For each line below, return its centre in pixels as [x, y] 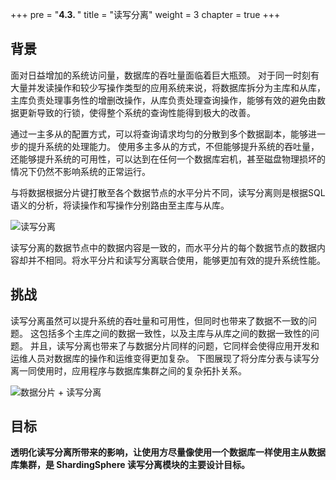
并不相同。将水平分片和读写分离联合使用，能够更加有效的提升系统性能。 [176, 260]
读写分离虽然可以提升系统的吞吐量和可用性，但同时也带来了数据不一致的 [159, 320]
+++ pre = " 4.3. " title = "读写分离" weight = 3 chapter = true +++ [145, 14]
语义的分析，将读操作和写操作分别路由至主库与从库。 [120, 205]
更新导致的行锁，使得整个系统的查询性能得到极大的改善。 [137, 112]
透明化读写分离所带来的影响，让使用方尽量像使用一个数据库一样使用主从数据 [168, 452]
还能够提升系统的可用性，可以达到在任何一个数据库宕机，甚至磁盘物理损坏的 [168, 159]
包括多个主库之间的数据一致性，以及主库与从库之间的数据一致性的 [174, 333]
